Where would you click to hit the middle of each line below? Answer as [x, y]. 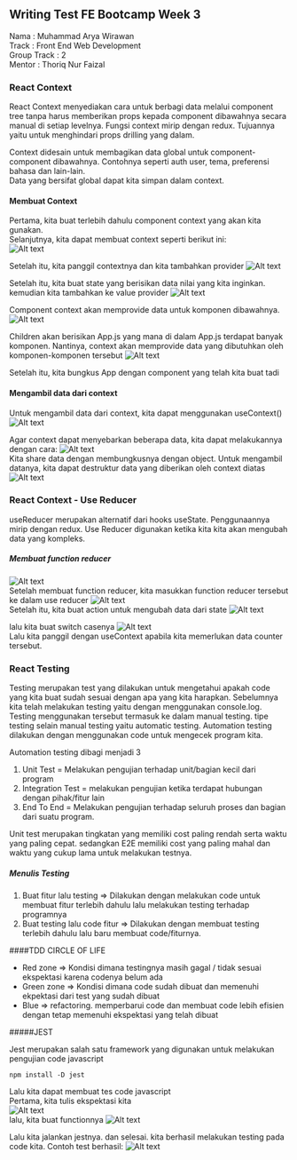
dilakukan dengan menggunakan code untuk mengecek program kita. [136, 735]
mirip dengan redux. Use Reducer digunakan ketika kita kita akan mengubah [148, 528]
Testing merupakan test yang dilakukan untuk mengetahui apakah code [140, 688]
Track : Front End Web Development [75, 45]
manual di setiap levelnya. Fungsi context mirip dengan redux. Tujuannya [142, 126]
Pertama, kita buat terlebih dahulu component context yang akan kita [135, 220]
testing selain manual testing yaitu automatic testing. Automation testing [141, 726]
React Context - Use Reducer [73, 500]
